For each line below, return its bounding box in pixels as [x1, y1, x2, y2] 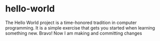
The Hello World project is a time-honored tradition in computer [5, 19, 137, 25]
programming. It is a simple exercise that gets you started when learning [5, 24, 155, 30]
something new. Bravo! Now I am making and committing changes [5, 30, 142, 36]
